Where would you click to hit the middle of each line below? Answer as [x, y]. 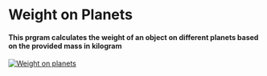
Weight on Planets [70, 15]
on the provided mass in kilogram [65, 46]
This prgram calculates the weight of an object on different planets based [133, 37]
